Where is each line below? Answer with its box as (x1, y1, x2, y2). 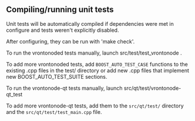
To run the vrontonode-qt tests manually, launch (6, 85, 123, 92)
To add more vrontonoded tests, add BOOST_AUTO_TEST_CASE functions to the (6, 60, 188, 68)
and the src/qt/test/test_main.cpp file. (6, 108, 102, 115)
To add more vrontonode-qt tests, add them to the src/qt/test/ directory (6, 102, 184, 109)
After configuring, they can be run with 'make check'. (6, 38, 135, 45)
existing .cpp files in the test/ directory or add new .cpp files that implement (6, 67, 189, 74)
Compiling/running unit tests (6, 5, 114, 15)
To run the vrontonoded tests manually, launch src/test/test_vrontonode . (6, 49, 182, 56)
